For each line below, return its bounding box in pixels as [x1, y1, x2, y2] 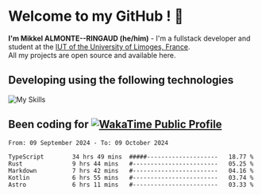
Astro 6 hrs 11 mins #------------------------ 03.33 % [8, 181, 254, 189]
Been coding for [8, 118, 89, 131]
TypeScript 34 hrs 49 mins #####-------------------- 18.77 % [8, 153, 254, 161]
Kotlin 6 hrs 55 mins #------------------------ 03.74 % [8, 174, 254, 181]
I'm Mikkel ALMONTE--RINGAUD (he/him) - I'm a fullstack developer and [8, 33, 251, 43]
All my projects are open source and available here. [8, 50, 176, 60]
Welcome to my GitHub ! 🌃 [8, 7, 184, 25]
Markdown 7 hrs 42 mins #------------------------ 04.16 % [8, 166, 254, 174]
